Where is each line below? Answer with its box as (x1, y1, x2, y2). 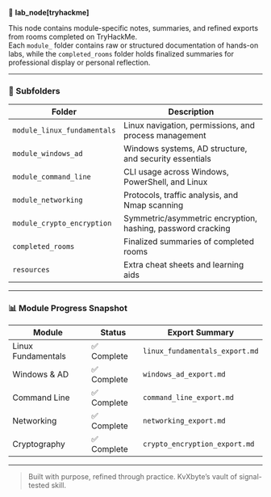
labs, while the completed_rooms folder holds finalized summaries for (8, 49, 235, 58)
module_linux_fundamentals (12, 126, 116, 135)
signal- (239, 471, 262, 481)
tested (27, 480, 50, 490)
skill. (51, 480, 67, 490)
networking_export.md (142, 416, 226, 425)
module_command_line (12, 172, 91, 182)
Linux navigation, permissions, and (123, 120, 256, 131)
